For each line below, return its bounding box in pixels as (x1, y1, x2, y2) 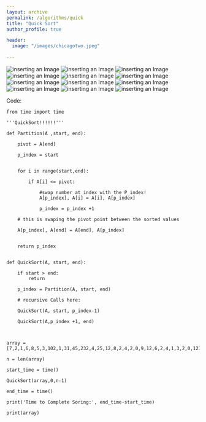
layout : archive (6, 9, 48, 15)
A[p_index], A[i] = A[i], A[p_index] (39, 195, 136, 201)
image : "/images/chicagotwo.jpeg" (12, 43, 100, 49)
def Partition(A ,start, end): (6, 130, 86, 136)
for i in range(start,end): (17, 168, 89, 174)
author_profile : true (6, 26, 62, 33)
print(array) (6, 410, 40, 416)
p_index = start (17, 152, 59, 158)
